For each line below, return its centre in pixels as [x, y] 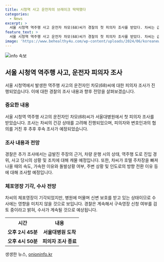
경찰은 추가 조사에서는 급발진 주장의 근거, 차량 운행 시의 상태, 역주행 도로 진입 [79, 154]
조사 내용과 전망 [22, 143]
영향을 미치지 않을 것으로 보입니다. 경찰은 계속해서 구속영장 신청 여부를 [85, 204]
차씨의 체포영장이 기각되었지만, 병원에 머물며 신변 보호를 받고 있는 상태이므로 [78, 198]
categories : [17, 14]
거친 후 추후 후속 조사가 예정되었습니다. [51, 129]
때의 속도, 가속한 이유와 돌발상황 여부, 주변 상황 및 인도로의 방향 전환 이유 [83, 167]
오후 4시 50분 [23, 242]
